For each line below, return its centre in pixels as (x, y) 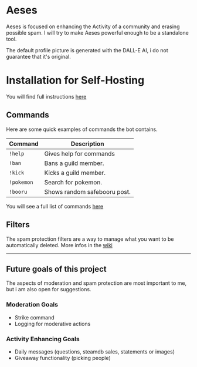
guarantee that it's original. (39, 56)
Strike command (34, 317)
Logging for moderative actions (52, 324)
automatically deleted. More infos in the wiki (59, 245)
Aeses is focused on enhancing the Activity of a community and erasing (93, 26)
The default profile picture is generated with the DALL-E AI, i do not (87, 50)
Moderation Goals (32, 305)
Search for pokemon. (73, 182)
